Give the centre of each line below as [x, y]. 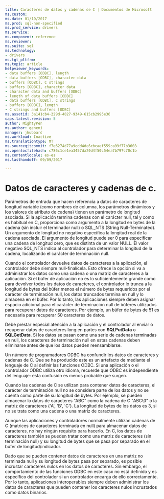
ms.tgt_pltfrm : [21, 60]
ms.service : [17, 32]
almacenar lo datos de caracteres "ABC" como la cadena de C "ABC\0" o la [81, 401]
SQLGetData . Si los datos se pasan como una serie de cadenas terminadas [81, 335]
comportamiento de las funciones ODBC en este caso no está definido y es [81, 472]
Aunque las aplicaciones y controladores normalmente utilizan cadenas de [80, 421]
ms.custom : [16, 14]
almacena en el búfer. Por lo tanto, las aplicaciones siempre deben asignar [80, 299]
